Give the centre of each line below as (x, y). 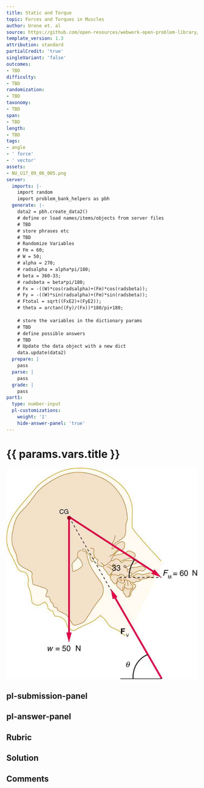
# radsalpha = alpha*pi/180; (54, 269)
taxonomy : (19, 103)
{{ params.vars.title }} (63, 454)
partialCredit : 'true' (35, 52)
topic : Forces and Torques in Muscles (55, 19)
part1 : (15, 398)
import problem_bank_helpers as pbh (64, 199)
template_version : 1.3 (35, 39)
